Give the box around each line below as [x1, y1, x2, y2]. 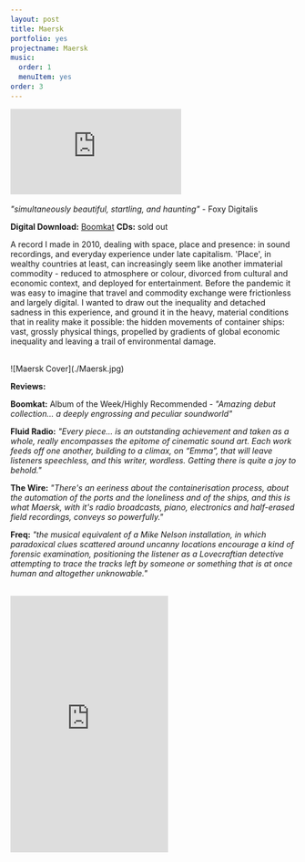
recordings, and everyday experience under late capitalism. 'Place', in [10, 248, 271, 259]
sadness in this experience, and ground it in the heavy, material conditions [10, 306, 290, 317]
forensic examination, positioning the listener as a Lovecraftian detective [10, 548, 285, 559]
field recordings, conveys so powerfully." [10, 511, 164, 522]
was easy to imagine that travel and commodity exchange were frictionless [10, 287, 291, 298]
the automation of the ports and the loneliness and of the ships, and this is [10, 492, 290, 503]
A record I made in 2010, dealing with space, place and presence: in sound [10, 238, 290, 250]
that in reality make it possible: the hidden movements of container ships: [10, 316, 285, 327]
